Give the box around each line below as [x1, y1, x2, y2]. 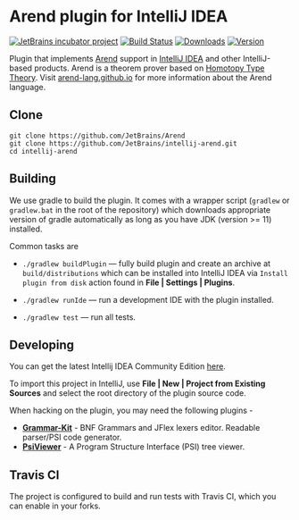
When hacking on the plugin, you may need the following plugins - [9, 405, 253, 416]
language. [9, 81, 46, 92]
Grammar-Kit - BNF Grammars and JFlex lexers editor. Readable [21, 423, 261, 433]
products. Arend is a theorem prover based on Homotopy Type [34, 63, 265, 73]
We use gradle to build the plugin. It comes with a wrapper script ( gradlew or [9, 195, 290, 205]
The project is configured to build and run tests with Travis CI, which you [9, 491, 277, 502]
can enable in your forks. [9, 500, 101, 511]
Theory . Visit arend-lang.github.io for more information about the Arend [9, 71, 272, 82]
